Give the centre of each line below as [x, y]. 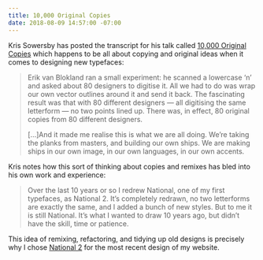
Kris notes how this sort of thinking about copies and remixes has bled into [129, 166]
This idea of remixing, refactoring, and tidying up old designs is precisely [126, 239]
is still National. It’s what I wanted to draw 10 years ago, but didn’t [133, 215]
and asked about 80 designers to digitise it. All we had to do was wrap [141, 85]
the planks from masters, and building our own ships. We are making [139, 143]
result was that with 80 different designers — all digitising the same [137, 102]
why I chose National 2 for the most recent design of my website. [114, 247]
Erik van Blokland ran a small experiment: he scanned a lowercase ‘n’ [139, 77]
